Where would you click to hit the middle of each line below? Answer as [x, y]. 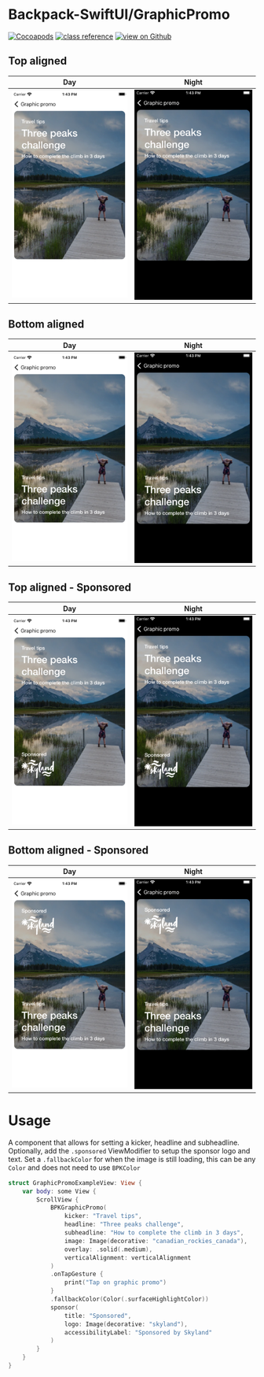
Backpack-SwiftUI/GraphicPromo [119, 15]
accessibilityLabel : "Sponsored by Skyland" [138, 1332]
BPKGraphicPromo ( [79, 1208]
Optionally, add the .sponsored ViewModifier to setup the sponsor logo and [129, 1150]
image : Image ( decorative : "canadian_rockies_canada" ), [156, 1241]
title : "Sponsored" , [98, 1316]
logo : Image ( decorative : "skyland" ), [126, 1324]
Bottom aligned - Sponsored [79, 851]
